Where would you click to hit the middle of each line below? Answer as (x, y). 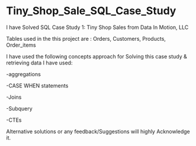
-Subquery (19, 108)
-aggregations (24, 74)
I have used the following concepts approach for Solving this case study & (97, 56)
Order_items (21, 45)
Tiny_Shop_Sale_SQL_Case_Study (91, 11)
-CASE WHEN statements (37, 85)
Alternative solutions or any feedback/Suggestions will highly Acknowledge (98, 131)
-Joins (14, 97)
